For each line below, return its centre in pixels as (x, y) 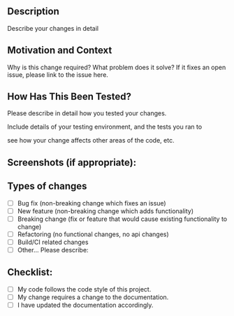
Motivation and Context (60, 51)
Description (33, 12)
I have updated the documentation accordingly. (85, 305)
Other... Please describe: (53, 250)
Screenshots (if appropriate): (72, 163)
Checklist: (30, 272)
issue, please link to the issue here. (58, 74)
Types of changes (47, 186)
